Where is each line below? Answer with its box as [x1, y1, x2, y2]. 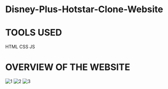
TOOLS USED [5, 27, 62, 39]
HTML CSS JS [5, 44, 36, 50]
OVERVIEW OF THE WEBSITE [5, 62, 131, 73]
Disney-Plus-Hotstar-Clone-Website [5, 4, 163, 15]
